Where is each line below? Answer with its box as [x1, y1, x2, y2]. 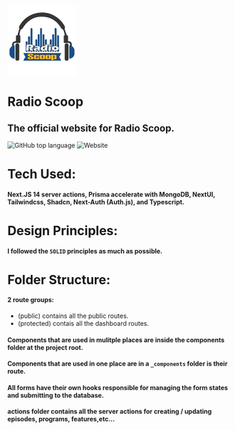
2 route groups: [7, 296, 55, 304]
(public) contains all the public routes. [17, 311, 129, 320]
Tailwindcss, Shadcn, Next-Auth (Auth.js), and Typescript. [7, 197, 185, 206]
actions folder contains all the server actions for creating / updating [7, 407, 212, 416]
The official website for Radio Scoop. [7, 122, 174, 134]
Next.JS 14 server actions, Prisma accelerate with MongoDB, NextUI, [7, 190, 216, 199]
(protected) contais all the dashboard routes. [17, 319, 150, 327]
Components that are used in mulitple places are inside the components [7, 335, 225, 344]
